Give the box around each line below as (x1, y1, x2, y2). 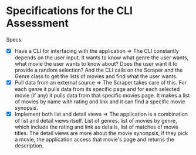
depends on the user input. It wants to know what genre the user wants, (14, 54, 189, 61)
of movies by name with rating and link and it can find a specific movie (14, 98, 185, 105)
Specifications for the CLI (6, 4, 133, 18)
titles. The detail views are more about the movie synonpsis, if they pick (14, 130, 188, 137)
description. (14, 142, 44, 149)
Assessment (6, 16, 69, 30)
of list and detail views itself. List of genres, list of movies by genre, (14, 117, 177, 124)
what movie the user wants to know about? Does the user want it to (14, 60, 178, 67)
